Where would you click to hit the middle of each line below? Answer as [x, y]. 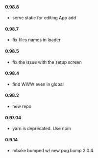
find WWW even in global [38, 84]
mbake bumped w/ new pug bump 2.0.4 [53, 151]
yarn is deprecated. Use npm [41, 129]
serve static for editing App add [44, 18]
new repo [22, 106]
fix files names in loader [36, 40]
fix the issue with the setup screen [47, 62]
